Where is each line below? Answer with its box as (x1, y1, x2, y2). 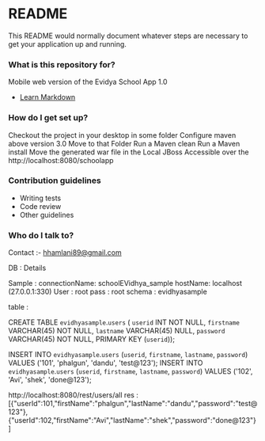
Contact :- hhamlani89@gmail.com (8, 248, 122, 257)
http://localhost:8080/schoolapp (8, 155, 114, 165)
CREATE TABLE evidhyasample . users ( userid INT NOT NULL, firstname (8, 317, 240, 327)
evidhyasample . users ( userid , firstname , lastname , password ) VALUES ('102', (8, 367, 253, 376)
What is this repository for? (8, 59, 116, 70)
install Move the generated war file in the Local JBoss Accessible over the (8, 147, 249, 157)
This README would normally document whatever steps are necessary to (8, 31, 248, 40)
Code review (19, 201, 62, 211)
